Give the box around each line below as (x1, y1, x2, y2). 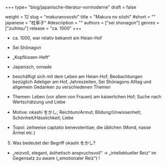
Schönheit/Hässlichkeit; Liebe (12, 115, 74, 121)
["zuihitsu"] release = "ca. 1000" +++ (5, 25, 82, 31)
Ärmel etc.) (12, 130, 36, 136)
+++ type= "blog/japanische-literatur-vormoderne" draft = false (5, 4, 137, 10)
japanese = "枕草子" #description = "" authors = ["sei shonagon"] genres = (5, 20, 160, 25)
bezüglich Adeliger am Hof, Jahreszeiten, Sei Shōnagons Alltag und (12, 79, 152, 84)
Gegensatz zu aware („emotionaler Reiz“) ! (12, 155, 100, 161)
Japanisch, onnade (12, 64, 52, 70)
